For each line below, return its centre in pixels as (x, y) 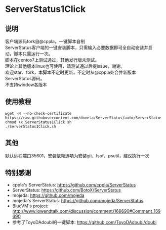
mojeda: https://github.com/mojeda (48, 195)
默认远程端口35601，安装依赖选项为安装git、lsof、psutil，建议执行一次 (77, 156)
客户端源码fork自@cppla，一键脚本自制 (45, 41)
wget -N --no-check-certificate (38, 113)
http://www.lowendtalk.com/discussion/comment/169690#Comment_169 (86, 211)
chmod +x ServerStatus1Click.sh (38, 122)
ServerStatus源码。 (25, 78)
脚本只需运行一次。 (33, 54)
